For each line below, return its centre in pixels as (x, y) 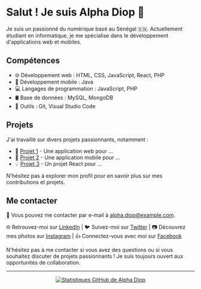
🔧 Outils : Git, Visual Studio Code (55, 106)
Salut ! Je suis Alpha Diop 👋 (75, 12)
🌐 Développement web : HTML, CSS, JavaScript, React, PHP (89, 75)
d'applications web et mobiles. (44, 42)
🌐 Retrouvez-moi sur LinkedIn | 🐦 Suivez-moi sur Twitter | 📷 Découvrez (96, 227)
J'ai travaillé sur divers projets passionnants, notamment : (77, 139)
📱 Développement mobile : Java (54, 82)
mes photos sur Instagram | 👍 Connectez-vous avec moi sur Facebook (94, 236)
